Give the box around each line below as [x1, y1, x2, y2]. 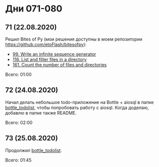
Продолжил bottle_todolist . [5, 147, 62, 153]
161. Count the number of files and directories [12, 62, 107, 67]
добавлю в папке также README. [5, 109, 77, 115]
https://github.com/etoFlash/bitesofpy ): [5, 41, 87, 47]
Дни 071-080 [5, 3, 63, 14]
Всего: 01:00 [5, 71, 32, 77]
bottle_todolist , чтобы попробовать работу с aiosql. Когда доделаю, [5, 104, 149, 110]
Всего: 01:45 [5, 157, 32, 163]
